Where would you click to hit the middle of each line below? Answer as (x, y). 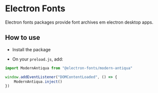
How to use (23, 38)
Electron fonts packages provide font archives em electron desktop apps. (79, 22)
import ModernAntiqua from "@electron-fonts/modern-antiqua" (69, 68)
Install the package (31, 49)
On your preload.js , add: (38, 59)
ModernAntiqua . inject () (38, 82)
